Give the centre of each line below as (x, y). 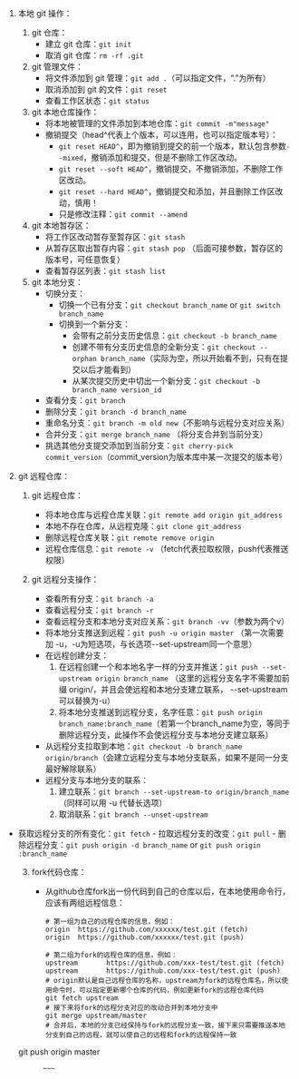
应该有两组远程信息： (85, 902)
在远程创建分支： (77, 655)
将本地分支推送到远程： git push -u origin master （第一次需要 (164, 633)
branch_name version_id (117, 390)
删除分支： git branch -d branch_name (116, 412)
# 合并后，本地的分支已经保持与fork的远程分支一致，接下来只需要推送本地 (165, 1025)
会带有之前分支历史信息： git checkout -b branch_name (175, 335)
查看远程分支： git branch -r (99, 610)
